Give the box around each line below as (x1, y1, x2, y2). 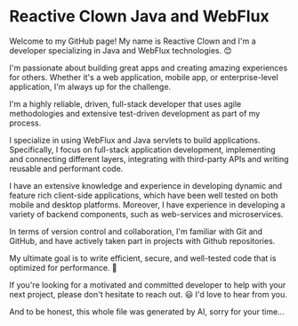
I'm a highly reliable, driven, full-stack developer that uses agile (9, 98, 242, 109)
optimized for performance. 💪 (9, 262, 117, 273)
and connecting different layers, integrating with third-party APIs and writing (9, 153, 289, 164)
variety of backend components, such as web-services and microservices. (9, 208, 284, 219)
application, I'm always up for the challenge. (9, 81, 172, 92)
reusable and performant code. (9, 163, 124, 174)
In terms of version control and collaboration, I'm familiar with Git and (9, 225, 263, 237)
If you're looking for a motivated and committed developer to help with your (9, 279, 286, 290)
